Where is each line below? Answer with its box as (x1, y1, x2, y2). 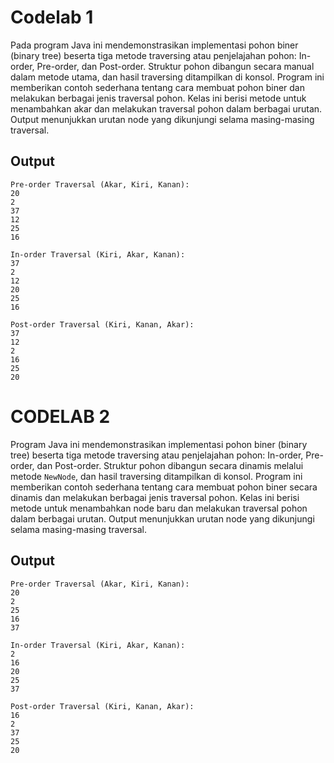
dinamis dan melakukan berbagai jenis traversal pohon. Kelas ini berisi (10, 491, 300, 503)
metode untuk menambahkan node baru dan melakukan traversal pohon (10, 502, 308, 514)
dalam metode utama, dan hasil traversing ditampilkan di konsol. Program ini (10, 71, 325, 83)
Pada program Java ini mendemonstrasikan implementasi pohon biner (10, 39, 299, 51)
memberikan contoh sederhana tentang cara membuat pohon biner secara (10, 481, 318, 493)
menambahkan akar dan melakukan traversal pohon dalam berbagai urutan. (10, 102, 323, 115)
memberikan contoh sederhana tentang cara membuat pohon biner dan (10, 81, 306, 93)
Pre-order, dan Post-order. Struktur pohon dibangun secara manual (36, 60, 315, 72)
